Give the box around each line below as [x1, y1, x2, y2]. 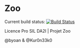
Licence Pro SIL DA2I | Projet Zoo [4, 28, 71, 34]
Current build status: [4, 19, 45, 24]
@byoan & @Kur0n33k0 [4, 37, 53, 43]
